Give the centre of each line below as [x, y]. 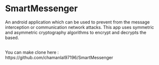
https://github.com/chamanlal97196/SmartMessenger [59, 57]
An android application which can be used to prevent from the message [78, 22]
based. [12, 38]
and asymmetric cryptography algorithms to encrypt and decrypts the [76, 32]
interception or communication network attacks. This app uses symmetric [80, 27]
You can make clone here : [32, 52]
